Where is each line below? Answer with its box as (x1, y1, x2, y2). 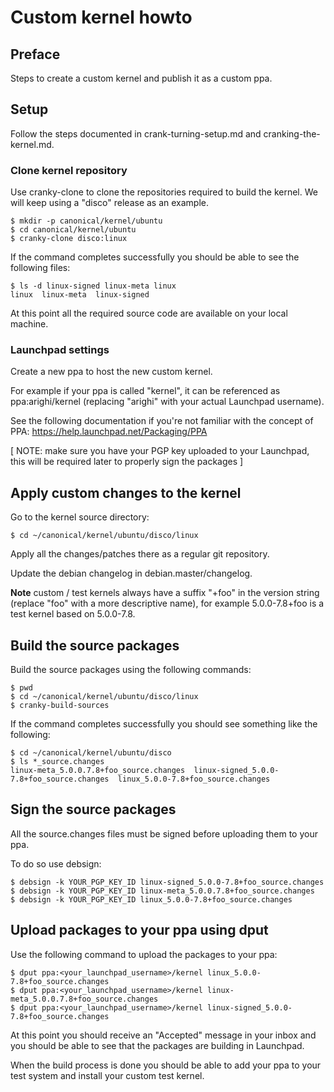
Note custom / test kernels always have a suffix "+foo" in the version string (10, 587, 320, 599)
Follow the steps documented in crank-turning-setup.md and (10, 127, 262, 140)
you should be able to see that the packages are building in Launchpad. (10, 1039, 305, 1051)
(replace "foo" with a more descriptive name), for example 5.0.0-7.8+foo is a (10, 597, 325, 610)
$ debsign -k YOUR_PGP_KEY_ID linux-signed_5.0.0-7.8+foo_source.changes (10, 877, 325, 887)
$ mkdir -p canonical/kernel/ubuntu (10, 216, 163, 226)
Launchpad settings (10, 343, 110, 357)
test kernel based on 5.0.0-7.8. (10, 608, 136, 620)
